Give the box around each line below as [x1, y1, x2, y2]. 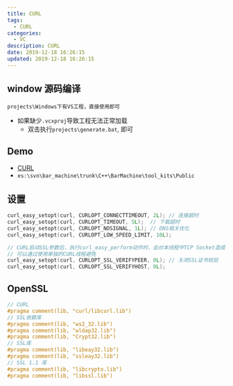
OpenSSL [7, 282, 49, 294]
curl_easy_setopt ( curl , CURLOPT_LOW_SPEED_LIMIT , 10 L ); [7, 231, 172, 239]
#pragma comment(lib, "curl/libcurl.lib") [7, 307, 132, 314]
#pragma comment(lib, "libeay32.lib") [7, 346, 119, 353]
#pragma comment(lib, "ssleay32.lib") [7, 353, 119, 360]
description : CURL [7, 42, 60, 49]
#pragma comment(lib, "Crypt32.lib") [7, 333, 116, 341]
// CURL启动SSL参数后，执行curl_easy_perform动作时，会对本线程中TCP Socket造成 [7, 244, 225, 251]
